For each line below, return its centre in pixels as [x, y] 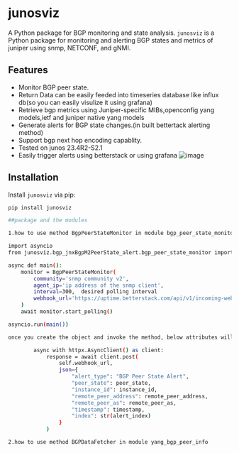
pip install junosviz [40, 207]
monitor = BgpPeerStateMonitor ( [68, 272]
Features [28, 70]
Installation [33, 178]
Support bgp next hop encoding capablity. [80, 140]
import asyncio [30, 246]
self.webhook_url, [86, 364]
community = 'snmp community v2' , [82, 278]
